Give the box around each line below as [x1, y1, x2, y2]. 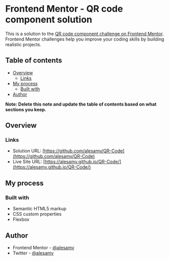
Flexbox [12, 216, 30, 222]
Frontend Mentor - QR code [5, 3, 123, 15]
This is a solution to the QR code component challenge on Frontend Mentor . [5, 30, 164, 37]
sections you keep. [5, 106, 47, 112]
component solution [5, 14, 93, 25]
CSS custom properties [12, 211, 62, 217]
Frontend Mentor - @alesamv [12, 244, 75, 250]
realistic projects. [5, 41, 42, 47]
